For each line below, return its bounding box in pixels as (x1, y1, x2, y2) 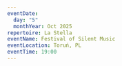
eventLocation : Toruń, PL (7, 42, 81, 49)
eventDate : (7, 10, 39, 17)
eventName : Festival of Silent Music (7, 36, 116, 43)
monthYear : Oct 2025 (13, 23, 72, 30)
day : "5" (13, 16, 39, 23)
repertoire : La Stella (7, 29, 72, 36)
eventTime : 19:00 (7, 49, 57, 56)
